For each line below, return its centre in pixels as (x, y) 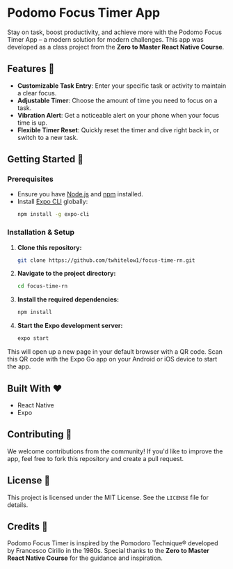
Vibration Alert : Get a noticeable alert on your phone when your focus (118, 115)
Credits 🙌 (28, 526)
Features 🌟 (31, 69)
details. (18, 505)
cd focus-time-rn (42, 286)
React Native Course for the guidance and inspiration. (85, 558)
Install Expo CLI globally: (53, 202)
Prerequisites (30, 179)
